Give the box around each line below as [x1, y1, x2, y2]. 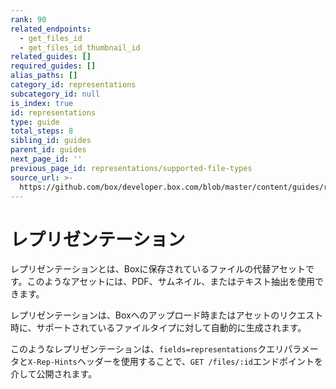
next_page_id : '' [10, 154, 83, 164]
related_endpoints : [10, 24, 92, 34]
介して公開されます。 [10, 368, 98, 380]
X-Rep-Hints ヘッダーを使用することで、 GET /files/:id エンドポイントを [28, 356, 324, 368]
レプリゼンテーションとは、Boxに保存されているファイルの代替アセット [10, 263, 306, 275]
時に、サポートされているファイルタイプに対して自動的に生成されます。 [10, 322, 307, 334]
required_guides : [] [10, 61, 97, 71]
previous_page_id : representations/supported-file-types [10, 163, 253, 173]
